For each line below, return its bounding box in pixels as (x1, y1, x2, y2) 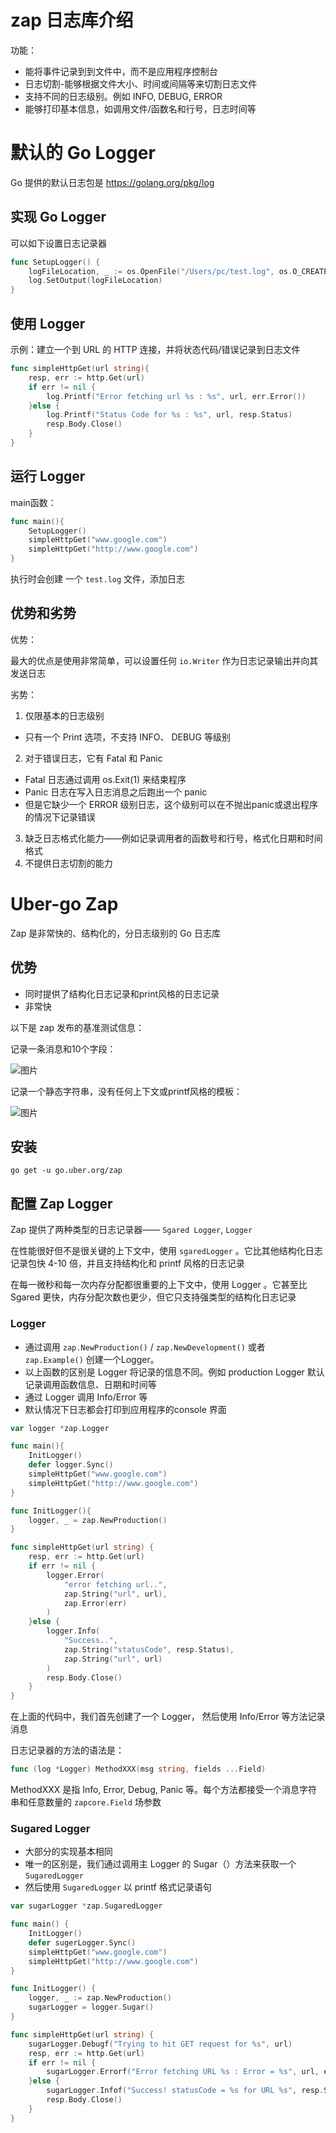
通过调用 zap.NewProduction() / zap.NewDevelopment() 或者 (24, 1341, 266, 1353)
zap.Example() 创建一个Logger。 (24, 1353, 160, 1365)
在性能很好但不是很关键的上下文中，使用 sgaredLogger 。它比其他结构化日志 (10, 1245, 323, 1257)
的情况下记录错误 (24, 811, 96, 823)
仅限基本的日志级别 (24, 709, 105, 721)
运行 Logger (10, 468, 86, 485)
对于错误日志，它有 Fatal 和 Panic (24, 752, 163, 764)
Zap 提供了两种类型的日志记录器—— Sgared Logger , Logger (10, 1224, 253, 1236)
